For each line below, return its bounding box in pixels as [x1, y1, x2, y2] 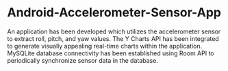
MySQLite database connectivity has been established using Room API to [7, 49, 214, 57]
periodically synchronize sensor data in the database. [7, 56, 159, 64]
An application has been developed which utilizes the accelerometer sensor [7, 27, 221, 35]
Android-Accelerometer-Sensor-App [7, 5, 221, 20]
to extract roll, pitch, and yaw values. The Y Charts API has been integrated [7, 34, 219, 42]
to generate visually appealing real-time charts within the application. [7, 42, 203, 50]
